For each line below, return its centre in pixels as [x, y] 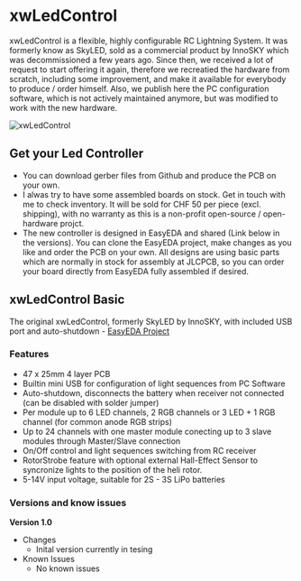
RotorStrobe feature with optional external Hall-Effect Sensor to [140, 460]
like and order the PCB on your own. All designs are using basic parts [151, 252]
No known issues [68, 568]
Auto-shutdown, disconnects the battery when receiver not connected [153, 392]
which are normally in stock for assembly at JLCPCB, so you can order [153, 262]
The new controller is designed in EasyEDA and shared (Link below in [151, 233]
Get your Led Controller [77, 154]
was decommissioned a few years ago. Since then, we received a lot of [141, 60]
